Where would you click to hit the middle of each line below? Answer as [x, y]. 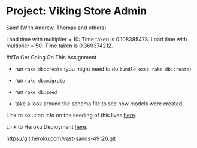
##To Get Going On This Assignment [51, 57]
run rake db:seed [36, 92]
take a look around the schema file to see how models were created [99, 104]
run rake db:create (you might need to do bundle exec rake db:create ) [103, 69]
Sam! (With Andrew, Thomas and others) [56, 28]
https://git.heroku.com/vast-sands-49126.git [61, 138]
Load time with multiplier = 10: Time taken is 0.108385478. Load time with [97, 39]
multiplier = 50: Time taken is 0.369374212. [60, 46]
